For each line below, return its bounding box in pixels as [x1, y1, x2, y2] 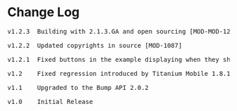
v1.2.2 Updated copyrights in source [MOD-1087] [7, 41, 183, 49]
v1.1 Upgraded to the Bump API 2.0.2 [7, 84, 150, 91]
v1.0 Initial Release [7, 98, 93, 105]
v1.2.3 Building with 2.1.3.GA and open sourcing [7, 27, 186, 35]
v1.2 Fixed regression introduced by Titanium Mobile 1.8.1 [7, 70, 231, 77]
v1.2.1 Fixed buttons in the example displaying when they [7, 55, 220, 63]
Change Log [7, 4, 80, 20]
